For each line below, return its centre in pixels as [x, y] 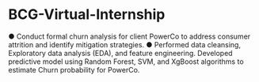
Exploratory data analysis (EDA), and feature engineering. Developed [120, 53]
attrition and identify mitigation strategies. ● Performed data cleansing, [125, 44]
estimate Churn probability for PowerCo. [74, 69]
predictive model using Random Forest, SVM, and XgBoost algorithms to [126, 61]
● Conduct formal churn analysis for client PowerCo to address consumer [129, 36]
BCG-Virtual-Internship [87, 15]
